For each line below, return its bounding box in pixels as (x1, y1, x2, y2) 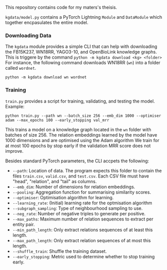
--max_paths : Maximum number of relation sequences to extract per (12, 216, 154, 222)
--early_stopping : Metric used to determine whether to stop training (12, 253, 155, 259)
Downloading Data (5, 32, 51, 39)
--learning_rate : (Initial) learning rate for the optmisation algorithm (12, 200, 152, 206)
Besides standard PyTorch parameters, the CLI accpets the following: (5, 158, 149, 164)
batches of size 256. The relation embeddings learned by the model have (5, 131, 157, 138)
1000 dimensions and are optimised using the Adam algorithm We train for (5, 137, 159, 143)
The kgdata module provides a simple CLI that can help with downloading (5, 43, 157, 50)
